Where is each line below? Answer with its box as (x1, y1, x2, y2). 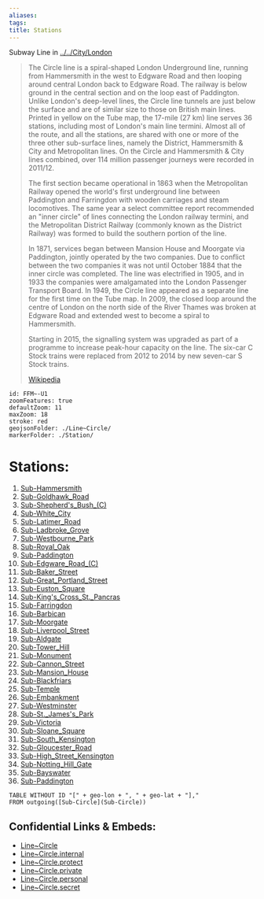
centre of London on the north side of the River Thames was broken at (27, 302, 256, 312)
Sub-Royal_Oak (20, 542, 71, 552)
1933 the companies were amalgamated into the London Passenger (27, 277, 247, 287)
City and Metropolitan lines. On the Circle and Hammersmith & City (27, 146, 244, 156)
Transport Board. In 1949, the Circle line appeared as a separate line (27, 286, 249, 295)
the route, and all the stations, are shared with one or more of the (27, 130, 239, 139)
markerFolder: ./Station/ (9, 431, 93, 439)
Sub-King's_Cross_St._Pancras (20, 592, 121, 602)
